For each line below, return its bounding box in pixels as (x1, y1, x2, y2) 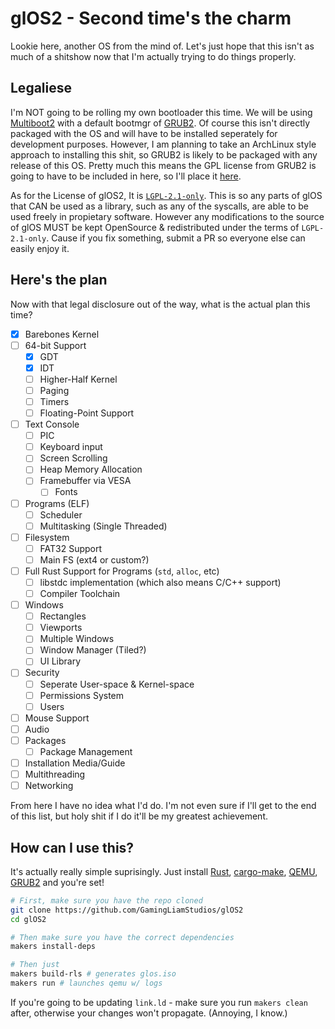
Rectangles (39, 610, 87, 622)
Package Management (39, 745, 133, 757)
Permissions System (39, 689, 125, 701)
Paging (39, 384, 70, 396)
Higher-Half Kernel (39, 373, 118, 385)
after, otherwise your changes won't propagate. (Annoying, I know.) (10, 1007, 288, 1019)
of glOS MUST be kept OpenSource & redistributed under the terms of (10, 221, 300, 233)
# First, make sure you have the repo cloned (10, 895, 203, 906)
